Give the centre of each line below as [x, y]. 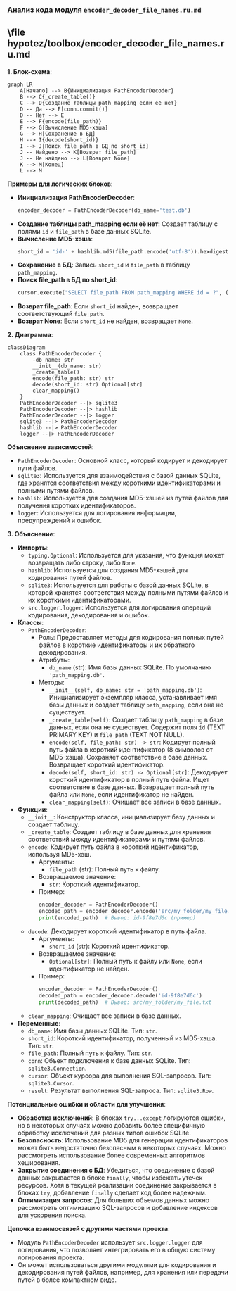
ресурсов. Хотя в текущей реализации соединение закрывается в [117, 1185]
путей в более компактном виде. [67, 1280]
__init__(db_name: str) [67, 366]
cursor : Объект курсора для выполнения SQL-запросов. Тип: [119, 1076]
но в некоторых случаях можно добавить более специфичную [111, 1125]
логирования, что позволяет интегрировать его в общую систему [116, 1249]
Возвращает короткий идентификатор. [107, 764]
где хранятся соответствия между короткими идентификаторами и [119, 483]
